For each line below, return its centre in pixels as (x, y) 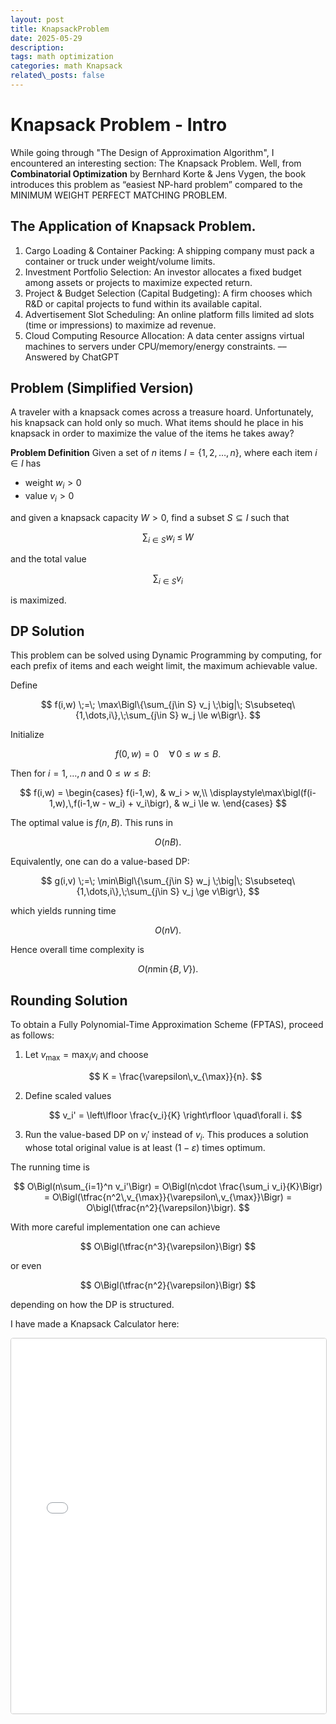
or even (26, 1265)
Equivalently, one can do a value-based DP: (100, 862)
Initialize (27, 735)
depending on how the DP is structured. (92, 1304)
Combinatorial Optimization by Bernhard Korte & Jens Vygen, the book (158, 173)
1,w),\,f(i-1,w (74, 803)
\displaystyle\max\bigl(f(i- (263, 793)
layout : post (37, 19)
